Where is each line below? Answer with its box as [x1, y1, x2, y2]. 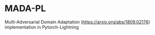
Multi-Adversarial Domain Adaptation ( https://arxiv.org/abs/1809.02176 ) [4, 19, 150, 25]
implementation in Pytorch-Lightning [4, 24, 79, 30]
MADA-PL [4, 3, 46, 14]
